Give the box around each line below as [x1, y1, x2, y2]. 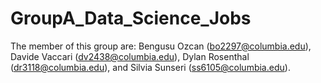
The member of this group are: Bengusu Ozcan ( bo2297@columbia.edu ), [10, 40, 312, 52]
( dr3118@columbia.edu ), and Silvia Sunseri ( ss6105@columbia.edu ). [10, 61, 291, 73]
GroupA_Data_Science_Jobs [10, 7, 252, 30]
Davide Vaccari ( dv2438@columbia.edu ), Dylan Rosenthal [10, 50, 250, 62]
